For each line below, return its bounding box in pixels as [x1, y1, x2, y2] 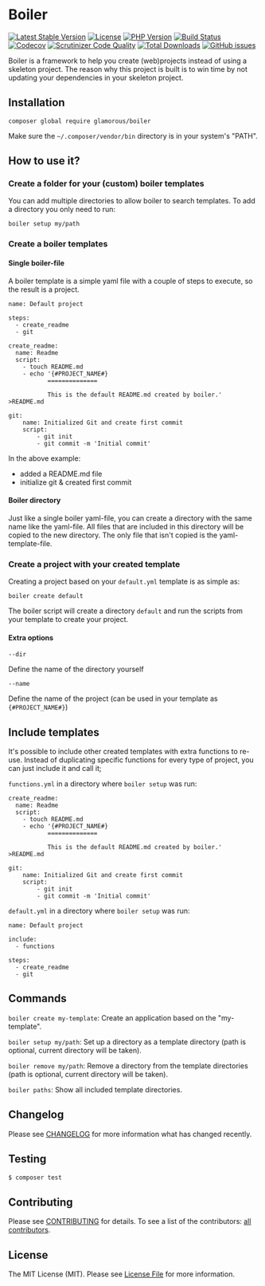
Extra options [8, 632, 54, 643]
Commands [8, 992, 68, 1005]
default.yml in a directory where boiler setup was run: [8, 906, 190, 916]
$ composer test [8, 1174, 62, 1182]
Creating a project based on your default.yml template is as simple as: [8, 576, 240, 587]
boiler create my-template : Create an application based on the [8, 1013, 216, 1022]
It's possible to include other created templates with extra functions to [8, 747, 239, 757]
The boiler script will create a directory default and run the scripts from [8, 606, 244, 615]
